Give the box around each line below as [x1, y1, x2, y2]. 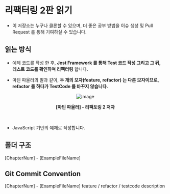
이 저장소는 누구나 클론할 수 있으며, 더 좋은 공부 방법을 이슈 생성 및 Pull [12, 22, 153, 29]
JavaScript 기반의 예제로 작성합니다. [12, 124, 85, 130]
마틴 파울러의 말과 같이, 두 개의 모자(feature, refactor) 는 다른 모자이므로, [12, 77, 159, 83]
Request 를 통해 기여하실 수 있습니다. [12, 29, 87, 35]
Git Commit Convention [5, 169, 81, 178]
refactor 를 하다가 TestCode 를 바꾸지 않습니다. [12, 83, 108, 89]
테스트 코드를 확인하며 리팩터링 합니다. [12, 66, 88, 72]
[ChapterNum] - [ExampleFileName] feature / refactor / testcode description [5, 183, 165, 189]
